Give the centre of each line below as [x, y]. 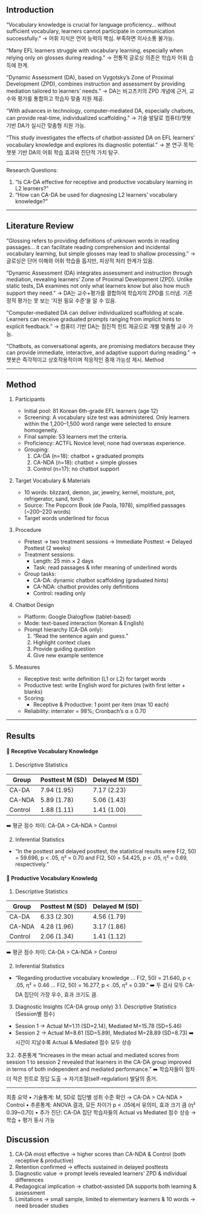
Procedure [28, 530]
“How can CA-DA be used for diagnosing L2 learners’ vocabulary [96, 195]
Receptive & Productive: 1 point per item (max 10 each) [101, 705]
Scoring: [34, 698]
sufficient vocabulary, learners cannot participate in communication [91, 31]
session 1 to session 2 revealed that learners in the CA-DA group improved [99, 1062]
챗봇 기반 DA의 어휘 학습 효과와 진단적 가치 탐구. [63, 152]
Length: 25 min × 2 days [63, 561]
